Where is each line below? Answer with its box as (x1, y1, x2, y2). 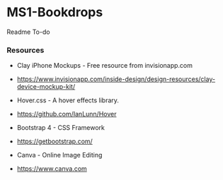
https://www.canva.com (16, 164, 88, 173)
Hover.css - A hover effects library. (16, 96, 120, 104)
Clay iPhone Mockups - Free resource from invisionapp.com (16, 61, 193, 70)
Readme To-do (6, 28, 50, 36)
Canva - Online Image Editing (16, 151, 103, 160)
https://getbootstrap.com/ (16, 137, 93, 145)
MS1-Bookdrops (6, 4, 103, 20)
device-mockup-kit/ (16, 83, 76, 91)
